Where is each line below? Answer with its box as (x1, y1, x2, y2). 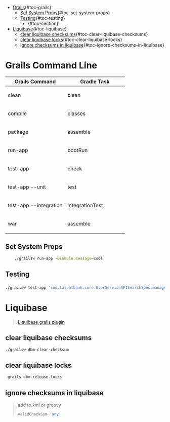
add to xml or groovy (17, 402, 62, 408)
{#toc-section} (27, 20, 59, 26)
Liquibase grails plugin (17, 319, 65, 325)
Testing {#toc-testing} (20, 15, 65, 21)
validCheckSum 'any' (17, 411, 61, 417)
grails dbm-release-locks (7, 374, 62, 379)
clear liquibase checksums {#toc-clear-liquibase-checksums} (20, 31, 148, 37)
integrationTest (67, 202, 103, 209)
